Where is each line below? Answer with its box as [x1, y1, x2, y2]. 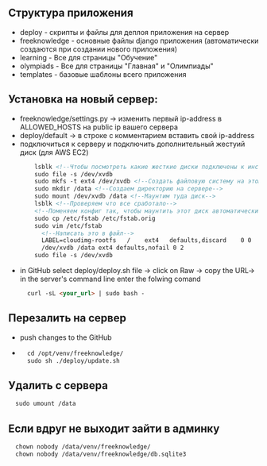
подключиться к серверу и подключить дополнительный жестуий [19, 139, 246, 148]
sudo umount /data [15, 400, 77, 408]
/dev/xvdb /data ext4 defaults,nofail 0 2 [41, 244, 184, 252]
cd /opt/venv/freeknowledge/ [27, 349, 124, 357]
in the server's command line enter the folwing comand [19, 274, 201, 283]
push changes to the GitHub [19, 333, 113, 342]
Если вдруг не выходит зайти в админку [8, 422, 220, 435]
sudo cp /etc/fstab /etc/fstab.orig [34, 214, 156, 222]
